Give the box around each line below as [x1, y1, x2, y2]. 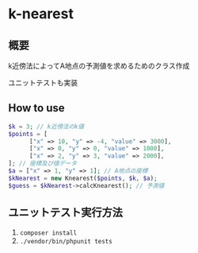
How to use [8, 101, 65, 115]
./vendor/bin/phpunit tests [19, 237, 112, 245]
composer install [19, 228, 78, 237]
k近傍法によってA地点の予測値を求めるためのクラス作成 [8, 61, 190, 70]
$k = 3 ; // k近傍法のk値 [8, 123, 85, 130]
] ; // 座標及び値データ [8, 160, 78, 168]
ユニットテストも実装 [8, 78, 78, 88]
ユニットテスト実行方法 [8, 206, 123, 220]
